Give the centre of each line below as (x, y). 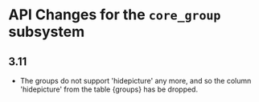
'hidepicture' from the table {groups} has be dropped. (109, 89)
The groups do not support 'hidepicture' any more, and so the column (136, 81)
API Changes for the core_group (115, 15)
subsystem (47, 32)
